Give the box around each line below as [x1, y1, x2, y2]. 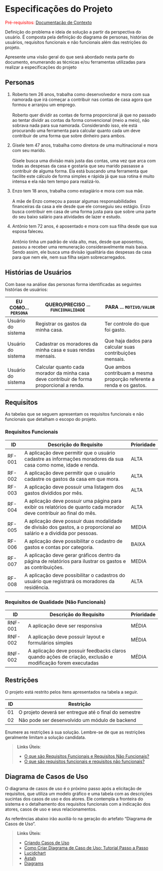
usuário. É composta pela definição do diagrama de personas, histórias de [5, 34, 154, 40]
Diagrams [24, 860, 44, 866]
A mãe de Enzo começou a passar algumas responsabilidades [12, 198, 137, 204]
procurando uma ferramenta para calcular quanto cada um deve [12, 128, 141, 133]
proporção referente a [104, 376, 155, 382]
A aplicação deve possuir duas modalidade [24, 517, 123, 524]
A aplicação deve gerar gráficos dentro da [24, 551, 121, 558]
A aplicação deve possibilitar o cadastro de [24, 537, 123, 544]
